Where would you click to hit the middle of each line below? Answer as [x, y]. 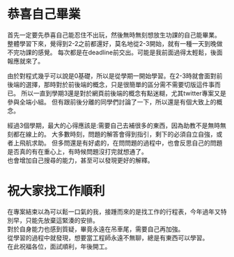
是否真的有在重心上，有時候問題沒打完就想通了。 [77, 151]
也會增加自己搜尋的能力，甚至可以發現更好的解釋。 [80, 160]
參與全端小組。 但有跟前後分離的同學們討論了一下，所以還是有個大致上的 [112, 102]
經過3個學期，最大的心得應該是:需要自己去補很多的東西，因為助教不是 [108, 125]
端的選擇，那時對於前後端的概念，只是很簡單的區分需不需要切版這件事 [114, 84]
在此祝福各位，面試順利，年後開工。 [59, 246]
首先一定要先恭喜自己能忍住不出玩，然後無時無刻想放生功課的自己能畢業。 [114, 35]
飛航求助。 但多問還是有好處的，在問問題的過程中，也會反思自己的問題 [121, 143]
